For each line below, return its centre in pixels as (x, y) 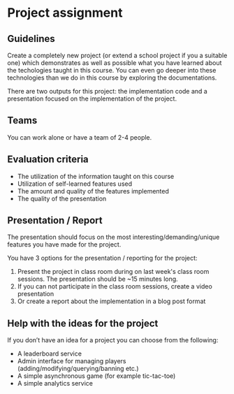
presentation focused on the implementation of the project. (92, 98)
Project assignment (65, 13)
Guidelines (31, 39)
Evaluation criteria (48, 160)
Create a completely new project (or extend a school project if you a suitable (117, 55)
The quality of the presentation (62, 198)
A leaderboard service (50, 353)
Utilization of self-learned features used (75, 184)
